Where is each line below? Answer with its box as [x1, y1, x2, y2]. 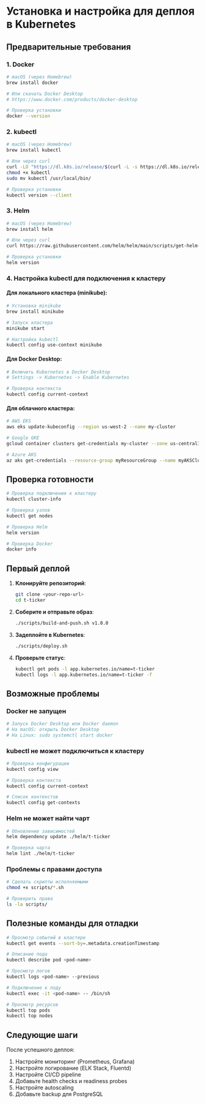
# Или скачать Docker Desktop [6, 91, 84, 97]
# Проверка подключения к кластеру [6, 490, 97, 497]
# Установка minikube [6, 303, 62, 309]
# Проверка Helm [6, 524, 48, 530]
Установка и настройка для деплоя [6, 4, 195, 18]
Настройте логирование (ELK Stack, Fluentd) [15, 1064, 132, 1072]
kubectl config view [6, 766, 59, 772]
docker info [6, 546, 37, 552]
